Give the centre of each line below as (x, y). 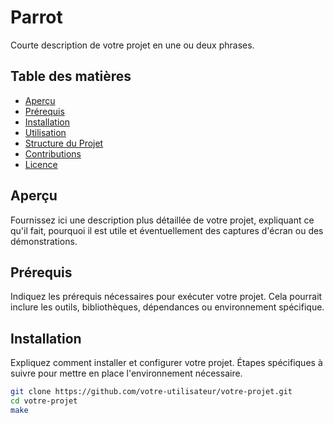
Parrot (36, 17)
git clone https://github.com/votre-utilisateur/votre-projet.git (151, 392)
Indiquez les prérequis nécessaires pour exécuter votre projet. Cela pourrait (166, 297)
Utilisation (45, 132)
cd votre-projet (44, 401)
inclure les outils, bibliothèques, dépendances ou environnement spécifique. (167, 307)
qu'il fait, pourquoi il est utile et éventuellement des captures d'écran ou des (167, 230)
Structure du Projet (64, 143)
